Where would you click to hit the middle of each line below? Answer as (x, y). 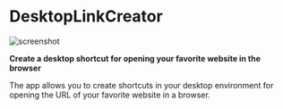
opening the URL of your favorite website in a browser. (110, 95)
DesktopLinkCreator (86, 17)
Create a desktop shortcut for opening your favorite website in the (135, 58)
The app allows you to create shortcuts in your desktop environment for (141, 85)
